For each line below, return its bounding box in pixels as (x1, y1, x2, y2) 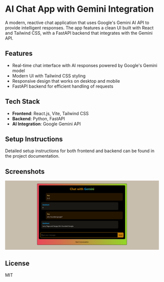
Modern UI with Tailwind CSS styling (12, 72, 86, 79)
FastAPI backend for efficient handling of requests (12, 83, 114, 89)
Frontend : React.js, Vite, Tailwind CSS (12, 110, 89, 116)
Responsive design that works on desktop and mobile (12, 78, 121, 84)
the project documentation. (5, 153, 60, 159)
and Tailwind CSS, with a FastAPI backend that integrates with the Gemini (5, 30, 153, 36)
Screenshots (5, 167, 45, 176)
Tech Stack (5, 97, 40, 106)
